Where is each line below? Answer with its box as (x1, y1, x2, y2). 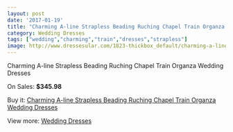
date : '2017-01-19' (7, 17, 64, 24)
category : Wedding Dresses (7, 29, 85, 37)
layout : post (7, 10, 45, 17)
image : (7, 42, 26, 49)
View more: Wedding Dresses (7, 117, 92, 125)
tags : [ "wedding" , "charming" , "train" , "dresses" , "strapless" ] (7, 36, 188, 43)
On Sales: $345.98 (7, 83, 62, 90)
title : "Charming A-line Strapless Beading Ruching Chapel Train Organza (7, 23, 225, 30)
